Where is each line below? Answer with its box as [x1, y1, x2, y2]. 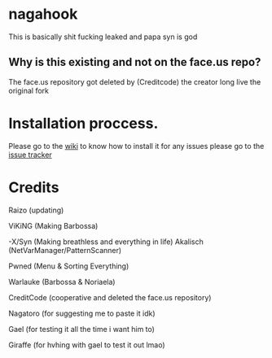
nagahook [8, 5, 78, 24]
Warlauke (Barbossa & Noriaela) [8, 277, 116, 286]
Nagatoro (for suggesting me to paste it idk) [8, 308, 156, 318]
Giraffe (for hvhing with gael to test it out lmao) [8, 339, 165, 350]
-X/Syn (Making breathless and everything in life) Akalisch [8, 237, 204, 247]
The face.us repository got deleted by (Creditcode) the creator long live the [8, 76, 261, 86]
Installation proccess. [8, 114, 159, 133]
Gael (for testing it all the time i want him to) [8, 324, 155, 334]
